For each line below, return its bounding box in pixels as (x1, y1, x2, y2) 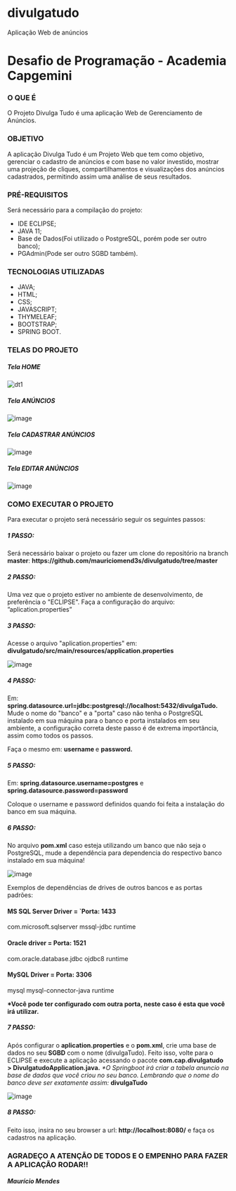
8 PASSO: (7, 1108, 37, 1116)
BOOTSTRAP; (17, 320, 58, 328)
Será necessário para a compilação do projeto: (7, 206, 143, 214)
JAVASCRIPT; (17, 305, 58, 314)
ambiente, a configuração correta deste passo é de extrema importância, (7, 724, 219, 733)
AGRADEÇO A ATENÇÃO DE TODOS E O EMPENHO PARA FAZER (7, 1151, 228, 1161)
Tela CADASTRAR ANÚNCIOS (7, 430, 96, 439)
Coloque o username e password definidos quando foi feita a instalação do (7, 800, 225, 809)
